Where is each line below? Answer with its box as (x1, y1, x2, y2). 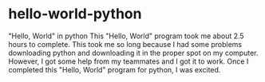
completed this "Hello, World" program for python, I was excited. (8, 64, 221, 74)
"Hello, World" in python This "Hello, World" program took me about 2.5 (8, 31, 245, 41)
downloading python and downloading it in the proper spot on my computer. (8, 48, 259, 57)
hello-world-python (8, 5, 142, 23)
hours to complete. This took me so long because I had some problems (8, 39, 243, 49)
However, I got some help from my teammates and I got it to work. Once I (8, 57, 249, 66)
